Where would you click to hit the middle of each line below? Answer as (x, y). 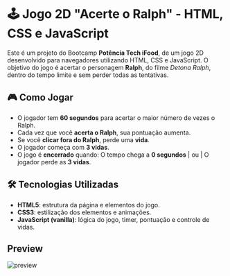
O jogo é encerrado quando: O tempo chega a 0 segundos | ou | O (113, 155)
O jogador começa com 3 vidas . (63, 147)
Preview (25, 249)
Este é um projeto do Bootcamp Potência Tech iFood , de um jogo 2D (106, 53)
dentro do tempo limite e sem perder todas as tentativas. (88, 75)
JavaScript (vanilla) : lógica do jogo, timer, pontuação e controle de (113, 219)
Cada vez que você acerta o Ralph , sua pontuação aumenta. (104, 132)
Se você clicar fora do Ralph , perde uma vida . (83, 139)
